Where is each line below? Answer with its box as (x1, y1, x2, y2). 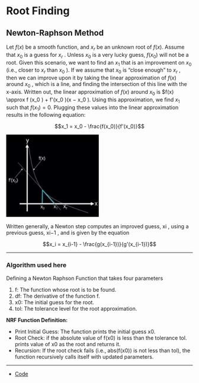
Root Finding (6, 4, 70, 18)
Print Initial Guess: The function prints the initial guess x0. (14, 328, 156, 335)
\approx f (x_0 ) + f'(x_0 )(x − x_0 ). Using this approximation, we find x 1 (6, 96, 180, 104)
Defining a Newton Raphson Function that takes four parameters (6, 275, 163, 282)
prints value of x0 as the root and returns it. (14, 340, 121, 347)
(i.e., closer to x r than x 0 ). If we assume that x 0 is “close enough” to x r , (6, 66, 181, 75)
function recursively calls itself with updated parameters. (14, 353, 154, 360)
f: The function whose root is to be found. (14, 286, 117, 293)
